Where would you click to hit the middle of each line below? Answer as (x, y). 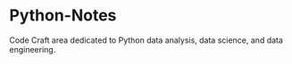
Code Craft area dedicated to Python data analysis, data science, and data (146, 40)
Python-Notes (63, 16)
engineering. (33, 49)
